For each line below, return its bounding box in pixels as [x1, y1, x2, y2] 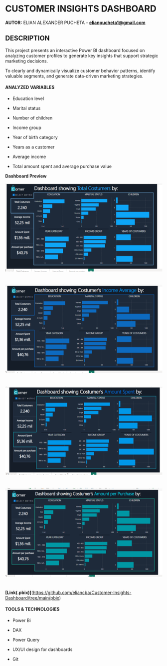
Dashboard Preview [5, 173, 47, 179]
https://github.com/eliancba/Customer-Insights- [33, 589, 132, 595]
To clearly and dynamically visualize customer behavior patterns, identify [5, 67, 156, 73]
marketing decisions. [5, 58, 48, 64]
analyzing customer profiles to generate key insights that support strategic [5, 52, 159, 58]
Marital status [12, 105, 41, 111]
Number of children [12, 114, 53, 120]
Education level [12, 95, 44, 101]
